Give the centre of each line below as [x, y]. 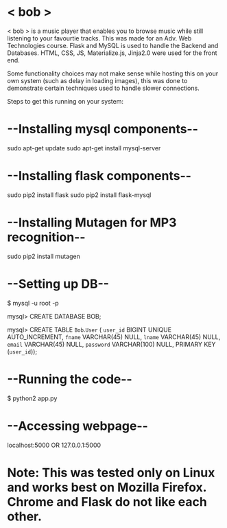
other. [25, 516]
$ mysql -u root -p [33, 303]
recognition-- [46, 237]
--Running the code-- [70, 379]
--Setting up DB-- [58, 284]
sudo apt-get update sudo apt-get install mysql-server [84, 148]
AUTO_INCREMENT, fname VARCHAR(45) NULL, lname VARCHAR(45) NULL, [114, 336]
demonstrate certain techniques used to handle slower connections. [104, 88]
